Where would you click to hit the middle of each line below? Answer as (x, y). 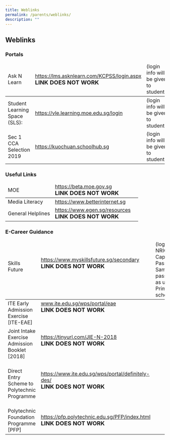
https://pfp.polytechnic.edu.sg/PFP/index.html (96, 417)
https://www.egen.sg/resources (93, 210)
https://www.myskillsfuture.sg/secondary (90, 260)
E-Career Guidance (29, 232)
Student (17, 103)
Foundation (21, 417)
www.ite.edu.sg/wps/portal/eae (78, 303)
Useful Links (21, 174)
